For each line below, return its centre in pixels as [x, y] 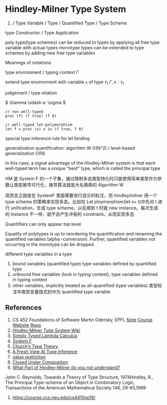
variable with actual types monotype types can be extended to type [75, 47]
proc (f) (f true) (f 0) [31, 116]
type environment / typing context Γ [42, 72]
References [23, 308]
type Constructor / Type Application [42, 32]
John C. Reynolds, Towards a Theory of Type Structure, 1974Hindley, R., [79, 377]
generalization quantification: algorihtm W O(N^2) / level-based [70, 148]
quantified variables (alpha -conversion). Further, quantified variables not [80, 239]
